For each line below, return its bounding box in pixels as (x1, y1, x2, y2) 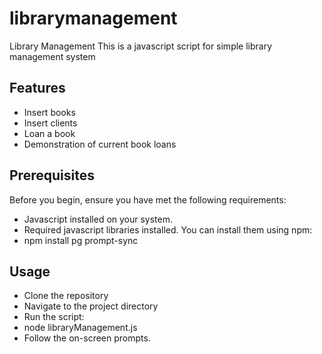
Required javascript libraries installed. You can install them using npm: (23, 223, 313, 236)
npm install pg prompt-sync (23, 234, 139, 246)
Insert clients (23, 117, 78, 129)
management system (9, 50, 96, 62)
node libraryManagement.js (23, 322, 138, 334)
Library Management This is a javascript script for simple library (9, 40, 273, 52)
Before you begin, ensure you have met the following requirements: (9, 193, 287, 206)
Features (9, 80, 66, 97)
